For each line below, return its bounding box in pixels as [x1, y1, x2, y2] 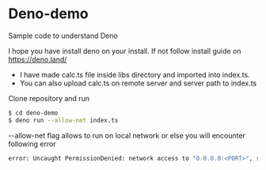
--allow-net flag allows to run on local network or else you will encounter [8, 130, 245, 140]
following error [8, 139, 57, 149]
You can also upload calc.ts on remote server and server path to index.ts [19, 78, 257, 88]
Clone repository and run [8, 93, 89, 103]
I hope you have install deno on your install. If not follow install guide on [8, 46, 241, 55]
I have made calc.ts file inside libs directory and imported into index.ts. [19, 70, 251, 79]
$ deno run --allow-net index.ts [8, 116, 119, 124]
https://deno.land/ [8, 55, 67, 64]
